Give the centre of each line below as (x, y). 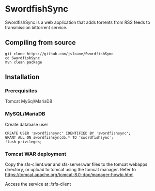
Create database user (27, 124)
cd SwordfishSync (23, 58)
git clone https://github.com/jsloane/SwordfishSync (59, 54)
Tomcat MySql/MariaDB (29, 101)
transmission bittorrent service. (36, 27)
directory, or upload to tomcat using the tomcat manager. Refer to (70, 170)
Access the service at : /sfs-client (38, 184)
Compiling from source (40, 43)
